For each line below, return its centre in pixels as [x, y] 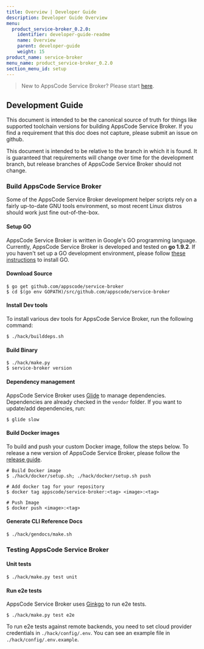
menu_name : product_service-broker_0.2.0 [60, 63]
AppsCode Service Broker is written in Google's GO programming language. [102, 240]
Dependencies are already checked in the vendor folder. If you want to [94, 402]
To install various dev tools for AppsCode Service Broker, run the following [100, 319]
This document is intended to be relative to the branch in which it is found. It [102, 151]
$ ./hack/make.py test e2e [40, 615]
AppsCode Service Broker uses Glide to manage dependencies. [86, 395]
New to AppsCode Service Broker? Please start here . [87, 86]
